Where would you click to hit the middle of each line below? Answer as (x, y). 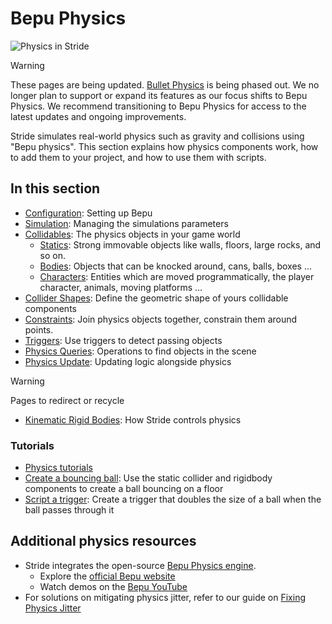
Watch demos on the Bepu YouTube (113, 586)
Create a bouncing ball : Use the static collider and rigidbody (148, 478)
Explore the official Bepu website (107, 576)
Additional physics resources (103, 541)
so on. (53, 255)
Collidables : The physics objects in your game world (132, 234)
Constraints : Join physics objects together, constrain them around (161, 319)
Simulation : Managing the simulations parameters (126, 223)
